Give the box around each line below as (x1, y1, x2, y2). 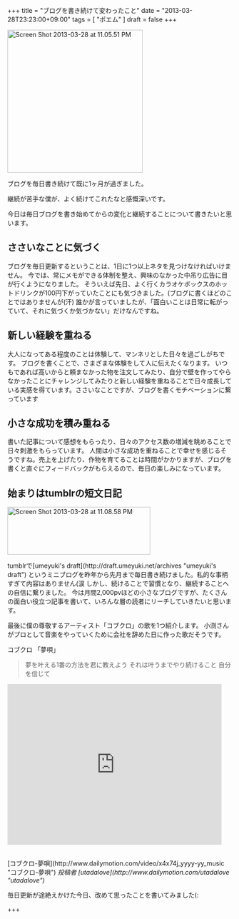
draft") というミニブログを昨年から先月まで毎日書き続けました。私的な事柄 (7, 571, 228, 579)
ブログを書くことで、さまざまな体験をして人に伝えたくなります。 (21, 358, 214, 367)
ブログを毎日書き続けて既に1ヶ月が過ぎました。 (7, 179, 148, 188)
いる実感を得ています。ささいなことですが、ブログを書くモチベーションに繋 (7, 385, 232, 394)
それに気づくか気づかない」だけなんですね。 (31, 306, 163, 315)
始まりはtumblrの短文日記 (7, 487, 123, 499)
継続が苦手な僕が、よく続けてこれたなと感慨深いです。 (7, 195, 169, 203)
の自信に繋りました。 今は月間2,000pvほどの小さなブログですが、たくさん (7, 588, 228, 597)
